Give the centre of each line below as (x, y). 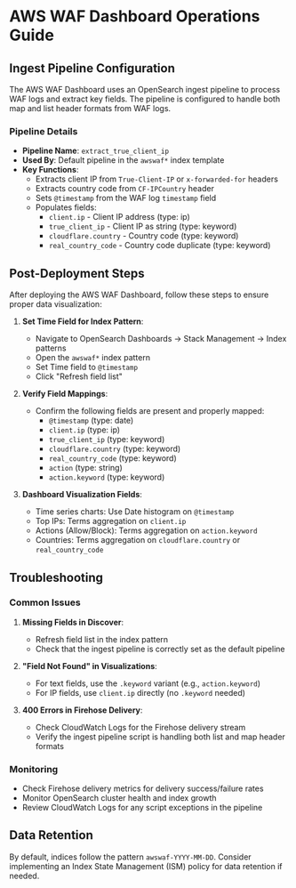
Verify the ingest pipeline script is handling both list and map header (160, 737)
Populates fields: (66, 207)
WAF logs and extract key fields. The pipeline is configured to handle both (145, 99)
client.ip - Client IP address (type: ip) (120, 217)
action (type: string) (85, 468)
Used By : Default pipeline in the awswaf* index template (123, 160)
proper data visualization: (56, 304)
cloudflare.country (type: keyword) (115, 449)
